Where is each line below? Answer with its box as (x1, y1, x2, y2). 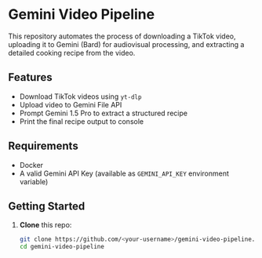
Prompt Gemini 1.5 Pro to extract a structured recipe (19, 108, 188, 118)
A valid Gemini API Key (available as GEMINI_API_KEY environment (19, 169, 230, 178)
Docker (19, 160, 44, 169)
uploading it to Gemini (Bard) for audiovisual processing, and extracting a (8, 39, 245, 49)
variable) (19, 176, 49, 186)
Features (8, 71, 53, 84)
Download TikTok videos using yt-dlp (19, 92, 142, 101)
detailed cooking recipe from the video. (8, 48, 136, 57)
